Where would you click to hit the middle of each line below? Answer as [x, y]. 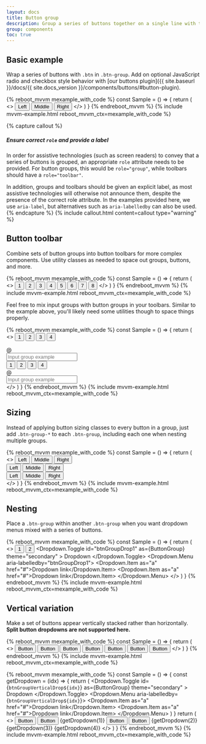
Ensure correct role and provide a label [58, 140]
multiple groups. [27, 440]
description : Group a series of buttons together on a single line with [101, 23]
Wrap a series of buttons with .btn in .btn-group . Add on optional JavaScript [103, 74]
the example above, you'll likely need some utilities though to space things [100, 311]
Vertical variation [40, 608]
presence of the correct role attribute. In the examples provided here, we [98, 199]
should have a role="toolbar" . [45, 175]
